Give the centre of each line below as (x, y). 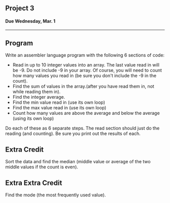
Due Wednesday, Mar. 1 (30, 21)
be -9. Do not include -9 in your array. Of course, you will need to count (87, 71)
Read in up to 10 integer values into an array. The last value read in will (86, 65)
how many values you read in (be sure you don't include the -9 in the (84, 76)
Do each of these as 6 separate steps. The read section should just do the (82, 128)
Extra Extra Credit (34, 183)
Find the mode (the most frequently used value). (56, 195)
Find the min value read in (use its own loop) (59, 102)
